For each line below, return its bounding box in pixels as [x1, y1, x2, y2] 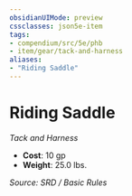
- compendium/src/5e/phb [9, 38, 103, 48]
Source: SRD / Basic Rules [9, 177, 108, 188]
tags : [9, 30, 30, 39]
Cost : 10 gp [22, 150, 66, 161]
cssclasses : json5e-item [9, 22, 103, 31]
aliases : [9, 55, 42, 64]
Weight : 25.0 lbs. [22, 159, 88, 170]
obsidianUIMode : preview [9, 13, 103, 23]
